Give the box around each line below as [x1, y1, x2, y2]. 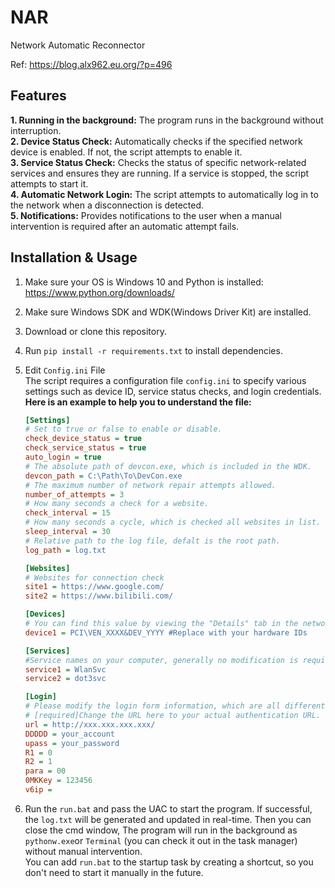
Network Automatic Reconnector [10, 39, 146, 51]
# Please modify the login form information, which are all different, [24, 701, 330, 711]
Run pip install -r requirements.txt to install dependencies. [24, 344, 283, 356]
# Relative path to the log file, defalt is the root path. [24, 536, 281, 546]
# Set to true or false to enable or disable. [24, 424, 223, 435]
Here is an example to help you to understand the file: [24, 396, 252, 408]
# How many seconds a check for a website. [24, 499, 210, 509]
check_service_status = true [24, 443, 147, 453]
